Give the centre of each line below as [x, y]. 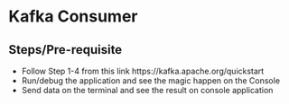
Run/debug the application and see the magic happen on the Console [151, 81]
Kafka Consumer [73, 17]
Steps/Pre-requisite [65, 50]
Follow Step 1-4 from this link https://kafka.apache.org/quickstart [143, 71]
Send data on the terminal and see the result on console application [147, 90]
